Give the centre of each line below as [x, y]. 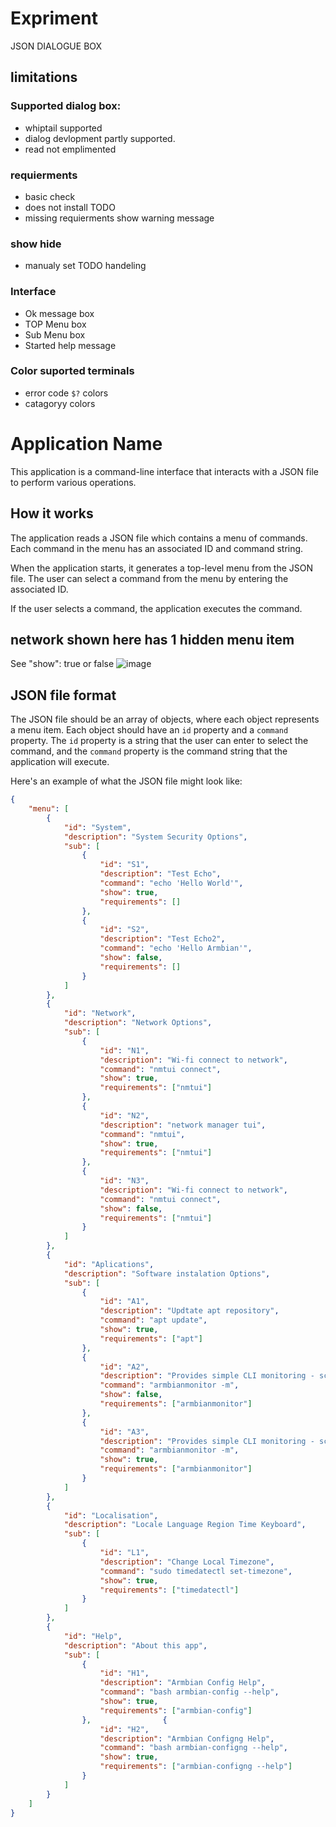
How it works [52, 513]
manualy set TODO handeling [85, 266]
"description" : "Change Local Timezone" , [187, 1562]
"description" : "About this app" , [135, 1645]
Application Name [86, 444]
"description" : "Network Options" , [138, 1023]
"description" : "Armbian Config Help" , [183, 1683]
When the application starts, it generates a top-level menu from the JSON [162, 568]
